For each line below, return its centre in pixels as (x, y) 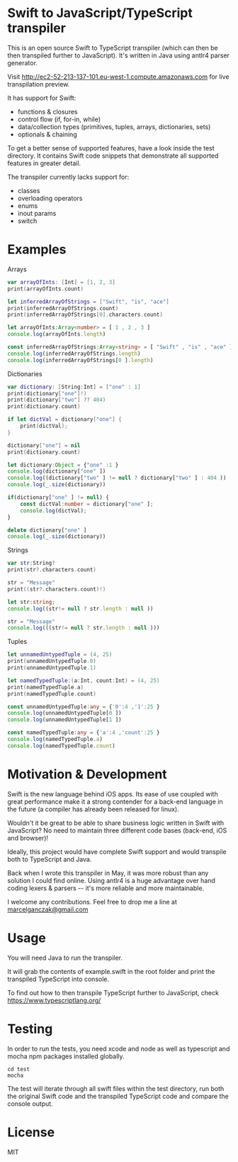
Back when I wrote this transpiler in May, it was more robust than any (108, 873)
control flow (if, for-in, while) (59, 119)
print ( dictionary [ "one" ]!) (47, 393)
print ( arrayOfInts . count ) (45, 289)
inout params (37, 213)
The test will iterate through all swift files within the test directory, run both (116, 1088)
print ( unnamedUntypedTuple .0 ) (52, 662)
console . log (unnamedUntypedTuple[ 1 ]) (64, 720)
